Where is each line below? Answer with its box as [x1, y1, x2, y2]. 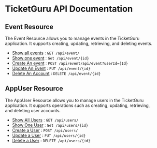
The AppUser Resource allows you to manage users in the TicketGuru [5, 97, 144, 103]
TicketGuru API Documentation [5, 3, 133, 15]
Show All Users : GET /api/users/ [12, 117, 79, 123]
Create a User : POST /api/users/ [12, 127, 78, 133]
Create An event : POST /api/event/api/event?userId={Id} [12, 60, 128, 66]
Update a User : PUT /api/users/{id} [12, 132, 86, 138]
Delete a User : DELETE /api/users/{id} [12, 137, 91, 143]
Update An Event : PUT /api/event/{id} [12, 65, 91, 71]
